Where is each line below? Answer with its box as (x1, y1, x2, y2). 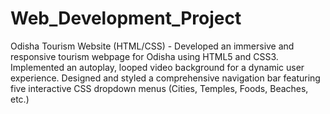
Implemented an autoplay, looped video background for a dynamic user (10, 61, 305, 73)
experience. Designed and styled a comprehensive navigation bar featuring (10, 72, 321, 84)
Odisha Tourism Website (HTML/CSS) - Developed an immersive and (10, 40, 295, 52)
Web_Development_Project (10, 7, 242, 30)
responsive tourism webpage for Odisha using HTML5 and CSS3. (10, 50, 279, 62)
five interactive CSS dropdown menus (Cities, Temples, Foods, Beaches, (10, 82, 309, 94)
